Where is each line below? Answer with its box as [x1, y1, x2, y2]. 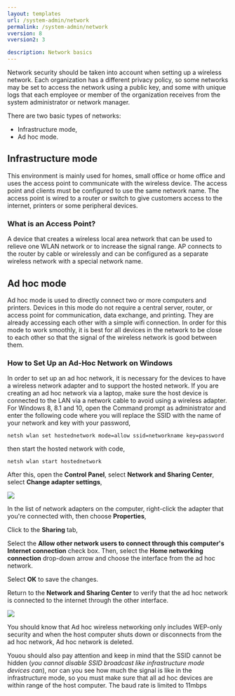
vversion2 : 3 [7, 36, 46, 43]
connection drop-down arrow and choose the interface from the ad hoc [7, 554, 215, 563]
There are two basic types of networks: [7, 111, 121, 120]
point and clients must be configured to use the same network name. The [7, 186, 220, 195]
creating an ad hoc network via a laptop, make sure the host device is [7, 389, 208, 397]
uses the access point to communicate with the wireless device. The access [7, 179, 228, 187]
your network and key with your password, [7, 418, 131, 428]
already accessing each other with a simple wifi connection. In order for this [7, 318, 227, 327]
